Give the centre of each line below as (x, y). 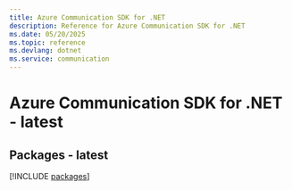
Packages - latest (59, 155)
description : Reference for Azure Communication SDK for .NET (127, 26)
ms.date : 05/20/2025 (48, 34)
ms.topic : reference (48, 42)
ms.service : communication (59, 59)
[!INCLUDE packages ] (50, 176)
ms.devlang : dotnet (46, 51)
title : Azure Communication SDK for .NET (88, 17)
